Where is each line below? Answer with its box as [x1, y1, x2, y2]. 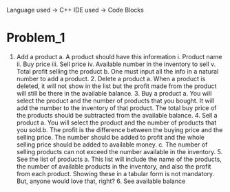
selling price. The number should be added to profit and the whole [16, 133, 205, 141]
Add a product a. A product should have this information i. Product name [16, 52, 222, 61]
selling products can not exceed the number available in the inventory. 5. [16, 147, 223, 156]
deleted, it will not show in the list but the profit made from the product [16, 82, 217, 90]
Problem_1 [6, 30, 65, 45]
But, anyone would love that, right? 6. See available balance [16, 177, 186, 185]
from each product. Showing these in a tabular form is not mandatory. [16, 169, 215, 178]
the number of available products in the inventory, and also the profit [16, 162, 211, 171]
